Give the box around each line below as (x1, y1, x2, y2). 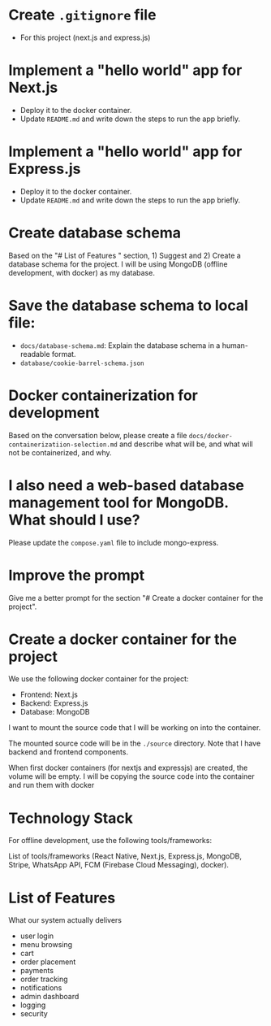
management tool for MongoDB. (8, 493, 229, 511)
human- (222, 340, 249, 350)
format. (51, 349, 76, 359)
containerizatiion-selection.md (8, 441, 118, 449)
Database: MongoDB (19, 707, 90, 717)
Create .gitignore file (8, 6, 157, 24)
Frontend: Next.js (19, 689, 79, 700)
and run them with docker (8, 780, 95, 790)
